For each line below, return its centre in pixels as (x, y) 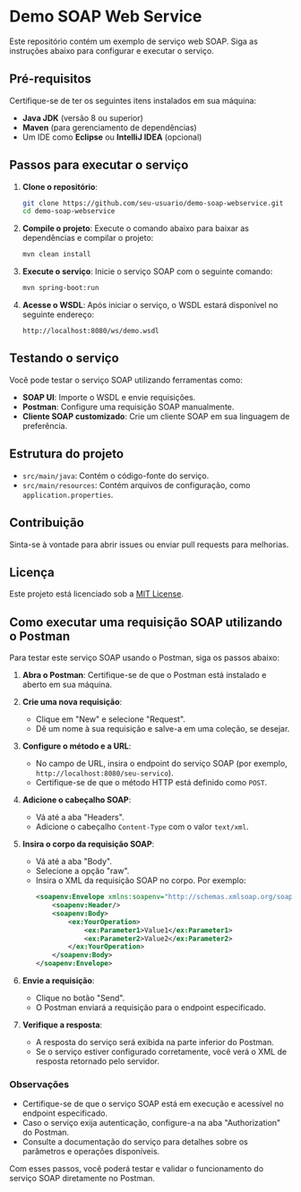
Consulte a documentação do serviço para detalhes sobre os (135, 1142)
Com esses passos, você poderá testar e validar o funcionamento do (137, 1169)
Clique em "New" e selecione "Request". (111, 719)
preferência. (45, 425)
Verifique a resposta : (62, 1025)
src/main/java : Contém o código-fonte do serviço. (116, 476)
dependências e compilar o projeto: (88, 238)
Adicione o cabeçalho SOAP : (77, 800)
